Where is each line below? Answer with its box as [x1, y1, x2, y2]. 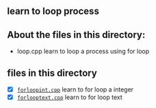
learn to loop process [7, 6, 99, 17]
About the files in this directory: [7, 29, 146, 41]
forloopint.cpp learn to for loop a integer [16, 85, 134, 94]
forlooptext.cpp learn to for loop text [16, 93, 122, 102]
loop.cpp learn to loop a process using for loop [16, 47, 150, 56]
